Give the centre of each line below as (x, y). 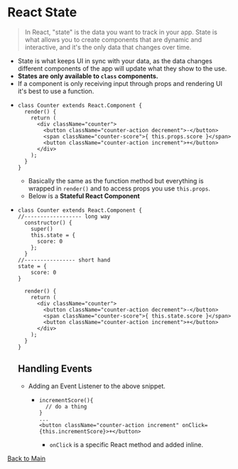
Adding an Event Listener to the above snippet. (97, 386)
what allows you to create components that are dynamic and (113, 39)
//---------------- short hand (64, 260)
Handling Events (55, 369)
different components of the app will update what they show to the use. (122, 68)
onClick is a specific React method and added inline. (126, 444)
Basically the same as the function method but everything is (116, 180)
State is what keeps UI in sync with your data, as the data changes (115, 60)
